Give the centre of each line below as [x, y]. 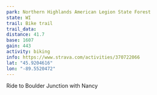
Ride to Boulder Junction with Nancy [52, 86]
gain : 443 [19, 46]
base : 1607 [20, 40]
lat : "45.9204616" [30, 63]
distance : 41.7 [26, 35]
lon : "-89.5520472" [31, 69]
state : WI [19, 18]
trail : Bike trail [30, 23]
